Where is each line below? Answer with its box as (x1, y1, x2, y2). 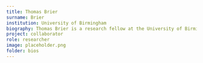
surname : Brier (6, 14, 45, 20)
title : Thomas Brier (6, 8, 59, 15)
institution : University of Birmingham (6, 20, 107, 26)
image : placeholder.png (6, 43, 66, 49)
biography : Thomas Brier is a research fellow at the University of (6, 25, 182, 32)
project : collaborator (6, 31, 63, 37)
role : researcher (6, 37, 50, 43)
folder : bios (6, 48, 39, 54)
